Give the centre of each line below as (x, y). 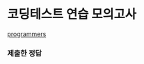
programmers (27, 34)
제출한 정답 (25, 53)
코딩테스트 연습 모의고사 (72, 14)
